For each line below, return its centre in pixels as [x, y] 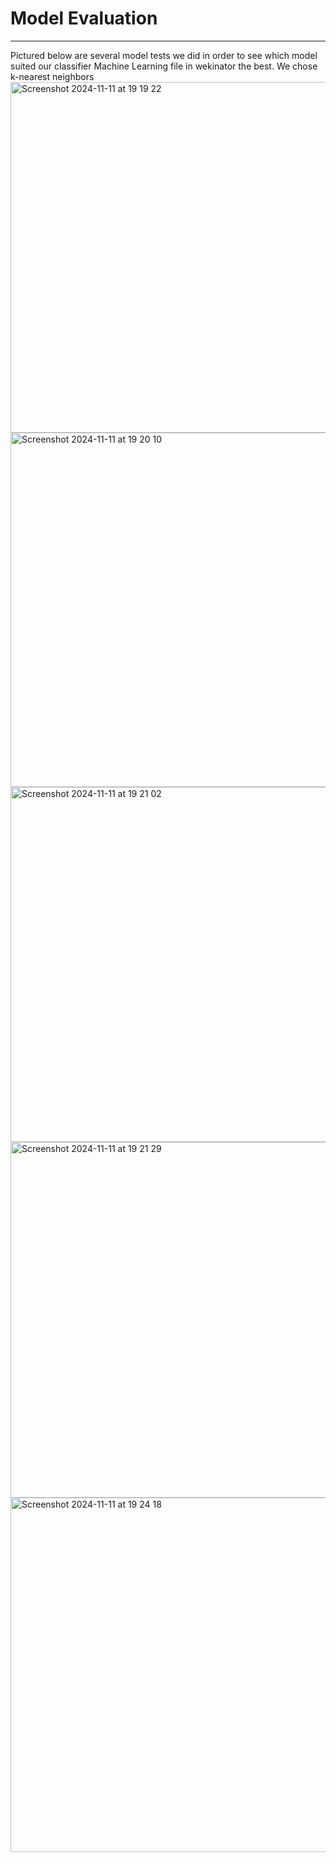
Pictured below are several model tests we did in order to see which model [164, 55]
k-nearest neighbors [52, 76]
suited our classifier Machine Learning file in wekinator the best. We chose [164, 66]
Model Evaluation [84, 18]
